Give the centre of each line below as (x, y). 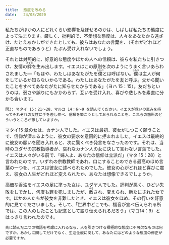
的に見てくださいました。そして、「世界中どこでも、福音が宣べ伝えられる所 (83, 204)
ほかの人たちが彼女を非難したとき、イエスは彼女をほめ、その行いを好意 (89, 198)
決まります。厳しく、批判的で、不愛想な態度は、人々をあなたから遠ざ (91, 36)
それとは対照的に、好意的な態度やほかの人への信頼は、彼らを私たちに (78, 59)
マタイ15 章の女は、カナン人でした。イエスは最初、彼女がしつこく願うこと (83, 130)
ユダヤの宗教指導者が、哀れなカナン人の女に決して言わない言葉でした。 (89, 148)
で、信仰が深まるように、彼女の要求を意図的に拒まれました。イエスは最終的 (84, 136)
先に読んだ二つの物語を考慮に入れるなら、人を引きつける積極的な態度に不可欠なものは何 (84, 227)
